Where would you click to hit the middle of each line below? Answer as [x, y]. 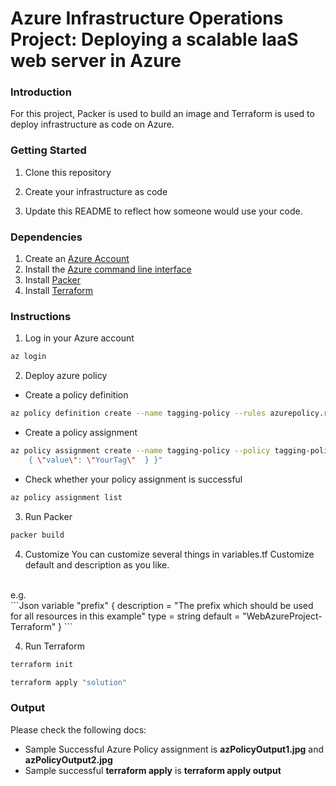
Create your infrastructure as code [96, 191]
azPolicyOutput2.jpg [68, 759]
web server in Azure [96, 61]
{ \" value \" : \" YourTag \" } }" [95, 460]
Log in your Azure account [79, 338]
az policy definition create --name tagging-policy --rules [138, 413]
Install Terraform [59, 291]
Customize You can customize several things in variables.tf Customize [169, 554]
